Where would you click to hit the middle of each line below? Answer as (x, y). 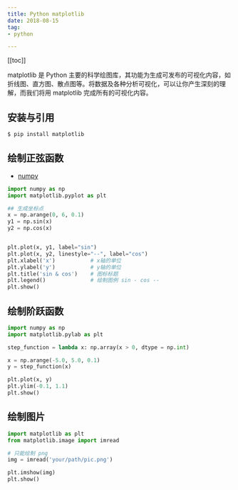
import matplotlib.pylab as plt (55, 334)
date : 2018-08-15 (33, 21)
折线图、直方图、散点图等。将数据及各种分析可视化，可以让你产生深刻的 (113, 84)
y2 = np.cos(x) (30, 229)
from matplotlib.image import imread (63, 440)
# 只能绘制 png (28, 453)
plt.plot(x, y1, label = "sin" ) (52, 247)
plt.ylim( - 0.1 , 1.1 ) (38, 386)
